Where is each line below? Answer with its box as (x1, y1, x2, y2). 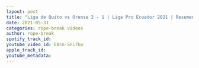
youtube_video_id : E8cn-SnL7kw (6, 42, 84, 48)
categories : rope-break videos (6, 25, 84, 31)
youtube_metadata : (6, 53, 52, 59)
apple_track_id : (6, 47, 46, 53)
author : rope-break (6, 31, 54, 37)
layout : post (6, 8, 38, 15)
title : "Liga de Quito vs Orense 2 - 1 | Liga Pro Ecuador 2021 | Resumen (6, 14, 195, 20)
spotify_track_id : (6, 36, 52, 42)
